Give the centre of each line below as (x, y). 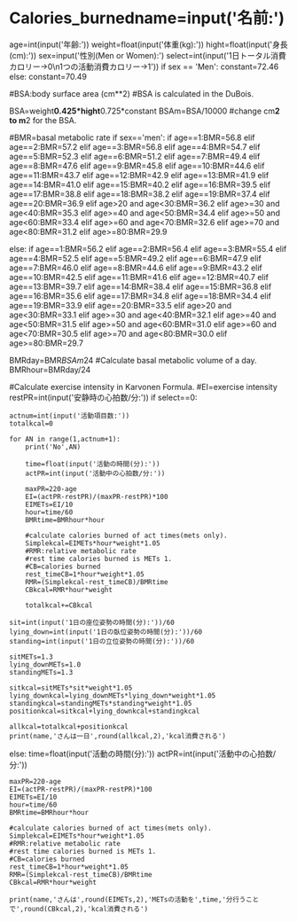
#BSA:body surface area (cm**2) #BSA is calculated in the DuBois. (132, 93)
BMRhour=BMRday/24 (50, 370)
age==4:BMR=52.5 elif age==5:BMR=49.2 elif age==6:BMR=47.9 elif (135, 258)
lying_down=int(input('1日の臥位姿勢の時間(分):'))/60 (106, 632)
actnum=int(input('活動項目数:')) (70, 416)
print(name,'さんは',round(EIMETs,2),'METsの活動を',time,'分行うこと (134, 899)
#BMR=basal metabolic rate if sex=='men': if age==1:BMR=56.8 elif (132, 137)
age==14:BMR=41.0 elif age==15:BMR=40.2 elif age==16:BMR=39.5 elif (140, 184)
